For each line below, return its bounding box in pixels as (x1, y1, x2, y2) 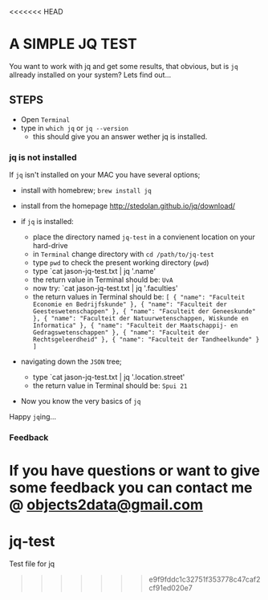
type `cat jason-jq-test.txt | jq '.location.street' (32, 373, 185, 382)
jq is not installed (9, 152, 77, 163)
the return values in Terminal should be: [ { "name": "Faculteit (32, 292, 246, 302)
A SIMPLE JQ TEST (9, 35, 137, 53)
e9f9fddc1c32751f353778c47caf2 (148, 574, 261, 585)
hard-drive (32, 241, 68, 251)
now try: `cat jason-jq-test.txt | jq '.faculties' (32, 284, 179, 293)
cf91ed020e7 (148, 583, 193, 593)
